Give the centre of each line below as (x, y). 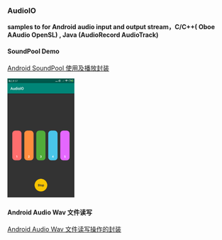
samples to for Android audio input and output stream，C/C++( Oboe (111, 27)
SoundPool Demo (34, 51)
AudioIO (22, 11)
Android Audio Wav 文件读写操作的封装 (65, 229)
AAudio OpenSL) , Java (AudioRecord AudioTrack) (83, 35)
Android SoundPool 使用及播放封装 (59, 68)
